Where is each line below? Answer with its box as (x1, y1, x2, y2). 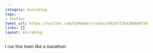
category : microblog (5, 7, 48, 12)
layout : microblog (5, 30, 43, 35)
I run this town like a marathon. (5, 44, 68, 49)
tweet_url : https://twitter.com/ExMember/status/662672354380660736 (5, 21, 148, 26)
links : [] (5, 26, 25, 30)
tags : (5, 12, 16, 17)
